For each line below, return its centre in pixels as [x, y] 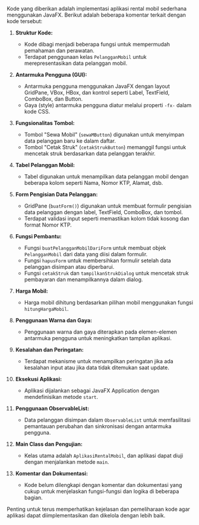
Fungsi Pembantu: [38, 236]
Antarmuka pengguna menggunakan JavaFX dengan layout [97, 86]
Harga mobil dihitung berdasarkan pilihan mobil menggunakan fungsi [109, 302]
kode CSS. [37, 111]
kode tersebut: [25, 21]
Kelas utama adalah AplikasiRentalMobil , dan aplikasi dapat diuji [104, 455]
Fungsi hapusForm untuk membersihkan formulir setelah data [97, 260]
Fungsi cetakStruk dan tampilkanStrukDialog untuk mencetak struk [106, 273]
